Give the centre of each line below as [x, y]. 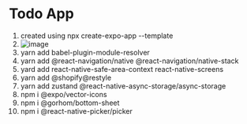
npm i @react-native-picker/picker [77, 111]
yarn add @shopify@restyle [66, 77]
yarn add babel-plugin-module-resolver [85, 52]
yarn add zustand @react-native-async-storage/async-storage [123, 86]
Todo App [41, 14]
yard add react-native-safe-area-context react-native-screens [122, 69]
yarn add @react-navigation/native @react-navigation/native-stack [129, 61]
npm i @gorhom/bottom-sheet [70, 103]
